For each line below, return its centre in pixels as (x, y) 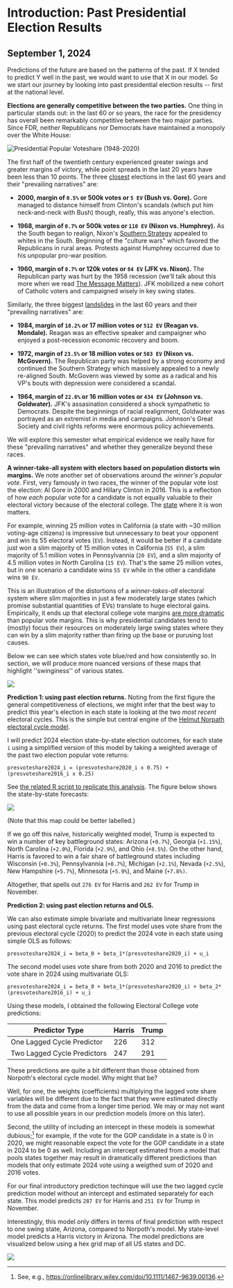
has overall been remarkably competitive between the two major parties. (111, 120)
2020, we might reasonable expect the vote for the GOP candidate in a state (116, 1143)
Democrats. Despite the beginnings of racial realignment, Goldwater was (121, 411)
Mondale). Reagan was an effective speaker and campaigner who (112, 333)
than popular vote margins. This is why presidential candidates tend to (107, 620)
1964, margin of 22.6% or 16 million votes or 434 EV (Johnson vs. (110, 397)
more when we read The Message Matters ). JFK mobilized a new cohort (120, 284)
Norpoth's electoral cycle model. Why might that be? (83, 1078)
